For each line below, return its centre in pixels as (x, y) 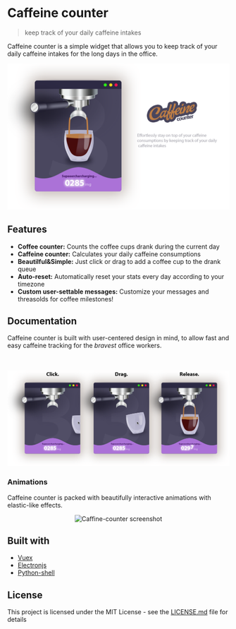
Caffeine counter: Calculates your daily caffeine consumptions (109, 254)
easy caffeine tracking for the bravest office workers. (85, 346)
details (17, 620)
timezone (31, 284)
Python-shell (36, 573)
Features (27, 230)
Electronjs (32, 565)
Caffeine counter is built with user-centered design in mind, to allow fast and (118, 338)
